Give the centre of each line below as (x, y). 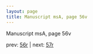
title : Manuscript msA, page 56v (47, 17)
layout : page (22, 11)
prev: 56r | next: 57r (30, 45)
